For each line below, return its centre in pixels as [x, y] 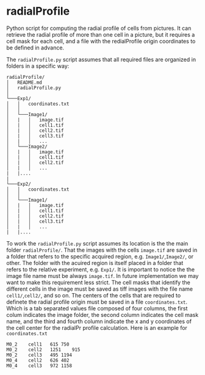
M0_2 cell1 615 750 [38, 344]
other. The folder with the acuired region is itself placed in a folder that [95, 263]
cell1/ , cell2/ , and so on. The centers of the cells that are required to [94, 295]
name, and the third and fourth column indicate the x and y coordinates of [99, 321]
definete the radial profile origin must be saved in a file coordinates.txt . [97, 302]
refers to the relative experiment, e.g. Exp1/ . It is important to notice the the [101, 269]
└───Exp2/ [19, 184]
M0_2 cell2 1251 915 [43, 349]
